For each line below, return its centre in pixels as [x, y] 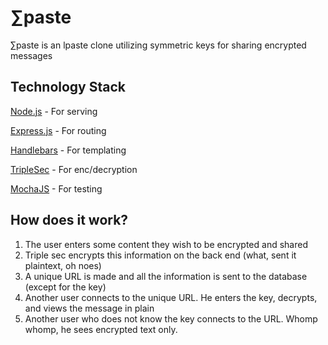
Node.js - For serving [54, 111]
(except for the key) [65, 287]
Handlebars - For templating [68, 150]
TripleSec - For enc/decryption [74, 169]
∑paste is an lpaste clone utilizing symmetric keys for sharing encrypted [158, 45]
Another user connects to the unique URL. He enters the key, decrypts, [171, 297]
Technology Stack [68, 87]
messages [31, 55]
